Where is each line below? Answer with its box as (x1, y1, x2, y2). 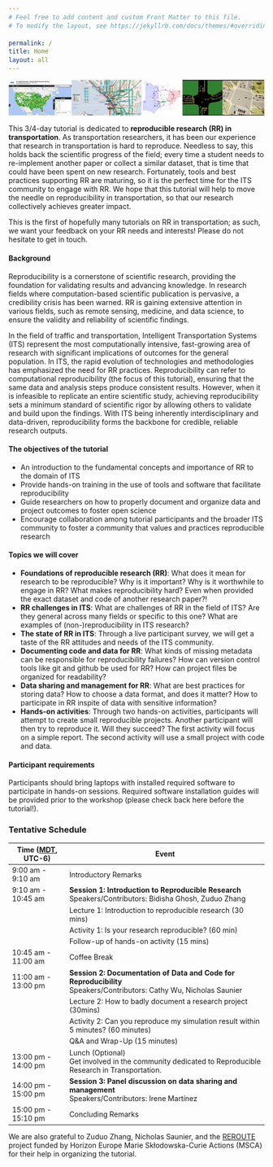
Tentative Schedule (8, 824, 87, 836)
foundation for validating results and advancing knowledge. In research (8, 280, 247, 290)
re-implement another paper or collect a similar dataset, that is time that (8, 159, 249, 168)
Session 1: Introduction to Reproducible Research (68, 885, 241, 895)
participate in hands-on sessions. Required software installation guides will (8, 786, 259, 797)
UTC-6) (23, 853, 51, 863)
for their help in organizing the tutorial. (8, 1148, 137, 1159)
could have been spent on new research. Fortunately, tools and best (8, 167, 236, 177)
